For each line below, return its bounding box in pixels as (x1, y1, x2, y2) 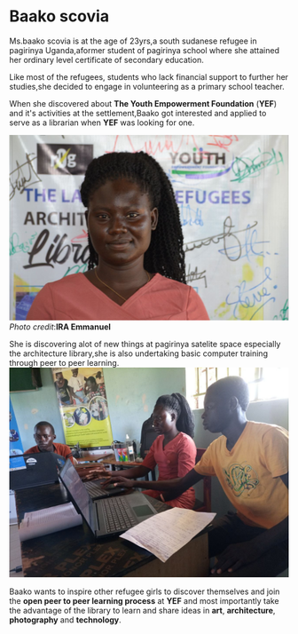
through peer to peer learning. (9, 357, 120, 368)
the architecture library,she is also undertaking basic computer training (9, 348, 269, 359)
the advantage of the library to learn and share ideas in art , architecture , (9, 605, 276, 615)
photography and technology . (9, 614, 122, 625)
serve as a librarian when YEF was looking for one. (9, 117, 195, 128)
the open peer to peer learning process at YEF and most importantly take (9, 595, 279, 606)
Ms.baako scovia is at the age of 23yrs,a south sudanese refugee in (9, 36, 257, 46)
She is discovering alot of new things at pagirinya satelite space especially (9, 338, 281, 349)
